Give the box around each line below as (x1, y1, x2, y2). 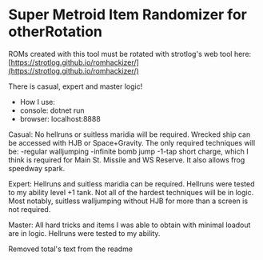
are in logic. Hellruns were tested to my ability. (8, 228, 161, 238)
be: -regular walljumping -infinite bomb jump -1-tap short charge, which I (8, 146, 249, 156)
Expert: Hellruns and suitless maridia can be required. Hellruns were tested (8, 178, 255, 189)
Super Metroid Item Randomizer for (8, 6, 248, 24)
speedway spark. (8, 163, 66, 173)
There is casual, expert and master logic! (8, 82, 143, 91)
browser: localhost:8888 (19, 114, 102, 123)
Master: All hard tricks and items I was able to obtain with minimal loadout (8, 220, 251, 230)
